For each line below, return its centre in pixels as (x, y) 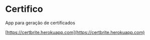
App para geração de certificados (40, 23)
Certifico (24, 9)
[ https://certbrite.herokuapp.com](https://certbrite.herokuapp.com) (75, 32)
